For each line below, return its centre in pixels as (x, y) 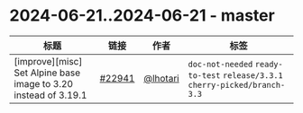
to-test (204, 75)
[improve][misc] (48, 61)
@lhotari (161, 78)
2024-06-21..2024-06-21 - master (142, 16)
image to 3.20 (44, 83)
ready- (269, 64)
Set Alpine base (47, 73)
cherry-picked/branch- (237, 85)
